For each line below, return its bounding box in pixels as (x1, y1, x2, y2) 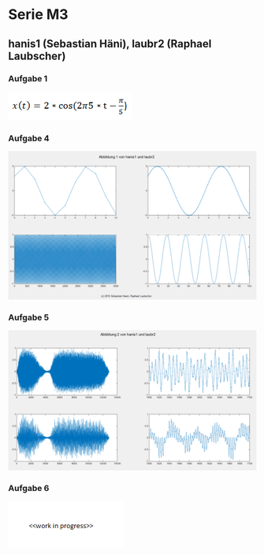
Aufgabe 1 (8, 73, 48, 84)
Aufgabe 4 (8, 133, 50, 144)
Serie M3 (8, 6, 69, 24)
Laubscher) (8, 49, 66, 62)
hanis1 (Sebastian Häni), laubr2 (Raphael (8, 37, 212, 51)
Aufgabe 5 (8, 312, 50, 323)
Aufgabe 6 (8, 482, 50, 493)
